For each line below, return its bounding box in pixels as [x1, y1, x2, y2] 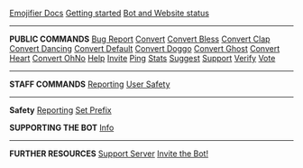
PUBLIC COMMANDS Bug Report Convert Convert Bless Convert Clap [9, 33, 271, 44]
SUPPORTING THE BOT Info [9, 122, 115, 133]
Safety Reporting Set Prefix [9, 105, 112, 116]
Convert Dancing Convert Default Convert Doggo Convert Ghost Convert [9, 43, 280, 53]
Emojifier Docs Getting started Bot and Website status [9, 8, 210, 18]
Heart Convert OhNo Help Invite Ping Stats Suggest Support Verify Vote [9, 53, 276, 63]
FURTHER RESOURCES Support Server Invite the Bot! [9, 148, 209, 159]
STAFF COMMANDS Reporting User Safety [9, 79, 170, 89]
